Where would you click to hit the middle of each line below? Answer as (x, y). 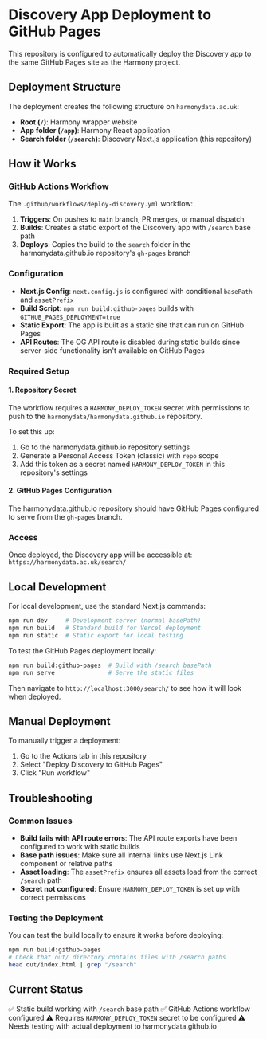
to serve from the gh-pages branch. (65, 517)
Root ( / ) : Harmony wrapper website (79, 122)
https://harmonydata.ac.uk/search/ (67, 563)
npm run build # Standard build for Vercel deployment (105, 628)
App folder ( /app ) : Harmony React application (95, 130)
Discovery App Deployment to (110, 15)
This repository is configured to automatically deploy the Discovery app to (130, 53)
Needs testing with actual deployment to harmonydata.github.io (113, 1026)
